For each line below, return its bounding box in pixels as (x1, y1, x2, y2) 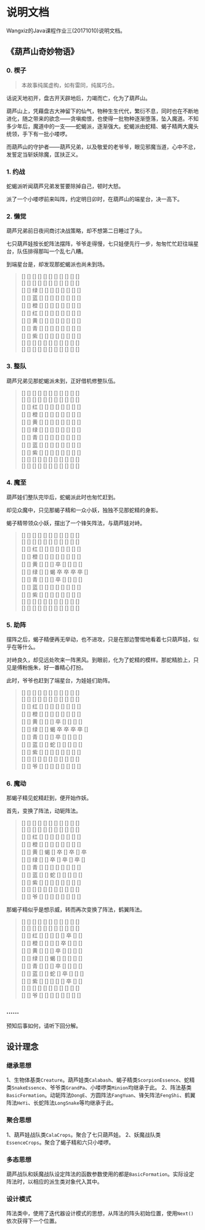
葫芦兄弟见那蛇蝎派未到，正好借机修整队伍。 (6, 377, 119, 384)
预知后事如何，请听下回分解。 (6, 1022, 81, 1029)
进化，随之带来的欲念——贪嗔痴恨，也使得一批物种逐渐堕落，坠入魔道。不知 (6, 115, 199, 122)
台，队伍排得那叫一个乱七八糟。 (6, 248, 87, 255)
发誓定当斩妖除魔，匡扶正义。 (6, 151, 81, 158)
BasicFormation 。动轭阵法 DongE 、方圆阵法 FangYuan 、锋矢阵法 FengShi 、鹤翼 (6, 1092, 196, 1099)
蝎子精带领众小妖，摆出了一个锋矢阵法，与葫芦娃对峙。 (6, 519, 145, 526)
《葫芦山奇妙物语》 (6, 46, 79, 57)
